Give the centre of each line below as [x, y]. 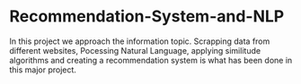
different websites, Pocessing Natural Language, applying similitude [135, 50]
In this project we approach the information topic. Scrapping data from [140, 41]
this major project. [43, 70]
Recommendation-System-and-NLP [147, 17]
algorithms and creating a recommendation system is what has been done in [151, 60]
